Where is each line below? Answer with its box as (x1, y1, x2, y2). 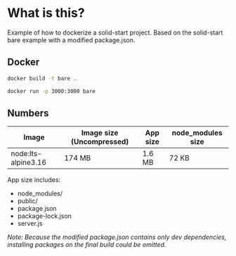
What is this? (7, 5, 86, 21)
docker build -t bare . (7, 75, 77, 82)
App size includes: (7, 176, 61, 184)
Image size (81, 128, 119, 138)
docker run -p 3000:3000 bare (7, 87, 96, 95)
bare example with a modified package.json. (7, 35, 136, 44)
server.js (17, 219, 43, 228)
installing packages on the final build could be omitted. (7, 240, 166, 249)
